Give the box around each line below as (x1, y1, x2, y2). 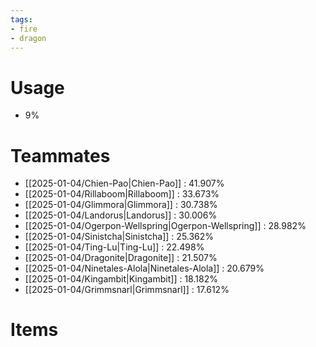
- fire (10, 24, 38, 34)
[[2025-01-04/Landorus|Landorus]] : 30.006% (24, 209, 218, 221)
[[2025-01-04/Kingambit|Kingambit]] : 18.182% (24, 273, 218, 285)
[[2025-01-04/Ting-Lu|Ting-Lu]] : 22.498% (24, 241, 205, 253)
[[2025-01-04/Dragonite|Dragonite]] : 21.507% (24, 252, 218, 264)
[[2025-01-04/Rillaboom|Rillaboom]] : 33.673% (24, 188, 220, 200)
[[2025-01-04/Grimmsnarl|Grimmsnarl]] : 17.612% (24, 284, 230, 296)
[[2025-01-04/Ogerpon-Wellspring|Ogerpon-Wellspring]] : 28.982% (24, 220, 307, 232)
